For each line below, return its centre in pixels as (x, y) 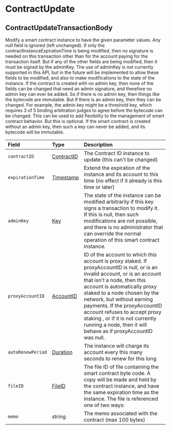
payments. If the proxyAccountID (123, 306)
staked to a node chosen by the (121, 293)
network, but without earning (118, 299)
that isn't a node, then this (115, 280)
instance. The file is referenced (121, 399)
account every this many (113, 352)
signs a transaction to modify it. (121, 208)
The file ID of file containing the (121, 367)
